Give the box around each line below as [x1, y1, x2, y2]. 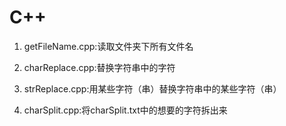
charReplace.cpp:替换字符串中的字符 [23, 61, 176, 73]
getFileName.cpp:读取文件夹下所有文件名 [23, 40, 194, 52]
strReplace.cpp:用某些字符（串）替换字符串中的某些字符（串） [23, 82, 282, 95]
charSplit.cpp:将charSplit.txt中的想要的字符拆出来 [23, 104, 228, 116]
